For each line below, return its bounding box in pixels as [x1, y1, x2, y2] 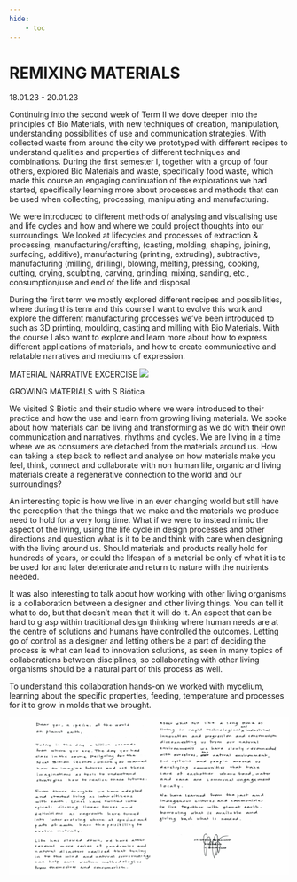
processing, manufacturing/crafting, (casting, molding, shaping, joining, [9, 239, 270, 250]
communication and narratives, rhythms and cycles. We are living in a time [9, 432, 281, 442]
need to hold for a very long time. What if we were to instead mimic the [9, 515, 269, 526]
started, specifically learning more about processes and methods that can [9, 184, 279, 195]
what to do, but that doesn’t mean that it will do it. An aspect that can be [9, 607, 273, 618]
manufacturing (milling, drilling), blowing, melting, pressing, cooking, [9, 258, 260, 269]
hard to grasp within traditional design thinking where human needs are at [9, 617, 279, 628]
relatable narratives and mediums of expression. [9, 351, 186, 362]
